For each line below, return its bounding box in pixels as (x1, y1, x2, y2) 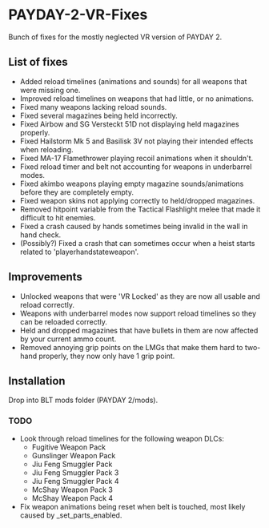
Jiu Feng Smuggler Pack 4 (31, 476, 119, 486)
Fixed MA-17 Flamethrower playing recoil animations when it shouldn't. (19, 153, 254, 163)
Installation (8, 374, 66, 388)
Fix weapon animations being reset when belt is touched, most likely (19, 502, 246, 511)
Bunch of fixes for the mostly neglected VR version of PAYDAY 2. (8, 32, 223, 42)
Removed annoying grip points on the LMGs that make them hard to (19, 342, 243, 352)
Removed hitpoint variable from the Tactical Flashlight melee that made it (19, 204, 261, 214)
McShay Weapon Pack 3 (31, 485, 114, 494)
